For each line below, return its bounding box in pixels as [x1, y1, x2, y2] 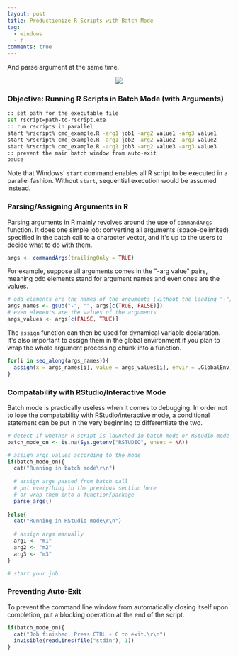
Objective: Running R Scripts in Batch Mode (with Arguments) [7, 94, 225, 104]
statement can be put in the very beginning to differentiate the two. [7, 418, 203, 426]
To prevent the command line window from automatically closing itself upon [7, 602, 229, 611]
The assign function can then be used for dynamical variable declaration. [7, 328, 221, 337]
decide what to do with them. [7, 241, 93, 249]
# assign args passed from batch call [13, 478, 129, 485]
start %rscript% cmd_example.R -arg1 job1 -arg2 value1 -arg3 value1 [7, 129, 217, 137]
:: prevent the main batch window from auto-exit [7, 150, 157, 157]
